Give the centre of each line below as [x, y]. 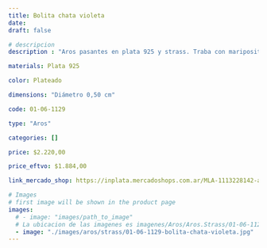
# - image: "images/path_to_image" [74, 217]
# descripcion [32, 44]
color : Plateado [35, 81]
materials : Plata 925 [44, 67]
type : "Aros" [30, 124]
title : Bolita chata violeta [56, 15]
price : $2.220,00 [37, 152]
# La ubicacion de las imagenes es [74, 224]
